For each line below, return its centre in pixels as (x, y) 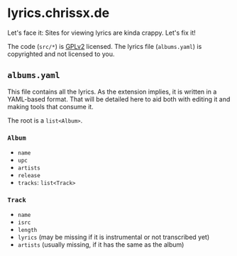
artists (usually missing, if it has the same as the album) (101, 245)
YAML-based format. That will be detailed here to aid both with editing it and (119, 99)
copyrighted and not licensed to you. (61, 54)
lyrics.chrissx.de (59, 13)
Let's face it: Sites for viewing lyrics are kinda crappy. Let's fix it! (102, 33)
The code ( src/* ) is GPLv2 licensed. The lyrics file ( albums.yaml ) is (105, 46)
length (27, 230)
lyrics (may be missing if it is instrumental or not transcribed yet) (114, 237)
